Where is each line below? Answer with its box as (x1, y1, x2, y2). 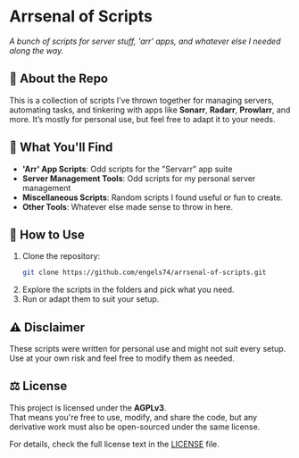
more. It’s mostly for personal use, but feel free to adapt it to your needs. (9, 113, 276, 124)
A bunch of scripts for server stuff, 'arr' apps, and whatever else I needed (9, 36, 281, 46)
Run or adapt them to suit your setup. (21, 294, 160, 304)
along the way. (9, 45, 64, 55)
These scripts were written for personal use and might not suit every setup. (9, 344, 287, 354)
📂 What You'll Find (9, 140, 113, 155)
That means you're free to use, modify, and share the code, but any (9, 412, 257, 422)
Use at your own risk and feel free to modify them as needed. (9, 353, 235, 363)
